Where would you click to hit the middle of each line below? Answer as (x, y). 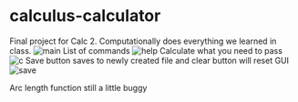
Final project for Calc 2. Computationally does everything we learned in (143, 41)
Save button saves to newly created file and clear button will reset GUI (157, 60)
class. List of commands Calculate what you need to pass (146, 50)
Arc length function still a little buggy (78, 87)
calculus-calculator (85, 16)
